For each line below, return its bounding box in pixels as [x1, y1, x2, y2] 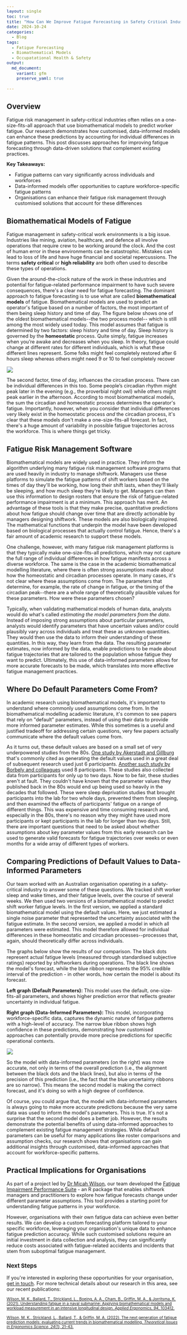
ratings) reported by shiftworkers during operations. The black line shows [6, 960, 175, 966]
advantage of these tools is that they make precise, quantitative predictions [6, 505, 179, 511]
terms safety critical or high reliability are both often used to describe [6, 260, 168, 267]
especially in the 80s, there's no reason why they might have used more [6, 812, 171, 819]
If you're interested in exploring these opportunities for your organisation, [6, 1274, 174, 1281]
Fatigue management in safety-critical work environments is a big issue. [6, 231, 171, 238]
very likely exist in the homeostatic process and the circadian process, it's [6, 411, 176, 418]
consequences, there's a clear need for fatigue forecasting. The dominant [6, 287, 175, 294]
